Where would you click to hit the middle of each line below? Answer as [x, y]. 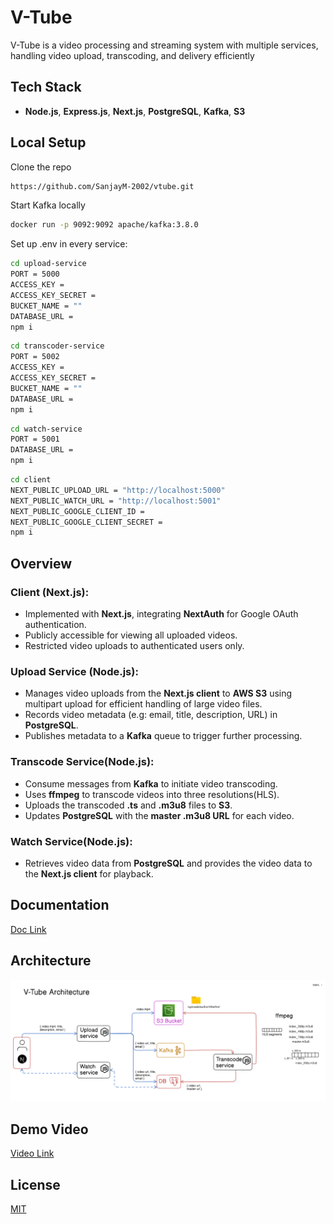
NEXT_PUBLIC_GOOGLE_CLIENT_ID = [77, 511]
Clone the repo [41, 167]
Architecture [51, 961]
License [35, 1184]
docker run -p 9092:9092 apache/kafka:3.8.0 [104, 225]
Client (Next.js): [50, 592]
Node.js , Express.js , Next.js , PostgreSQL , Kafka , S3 [135, 111]
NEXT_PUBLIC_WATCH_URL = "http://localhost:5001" [116, 501]
